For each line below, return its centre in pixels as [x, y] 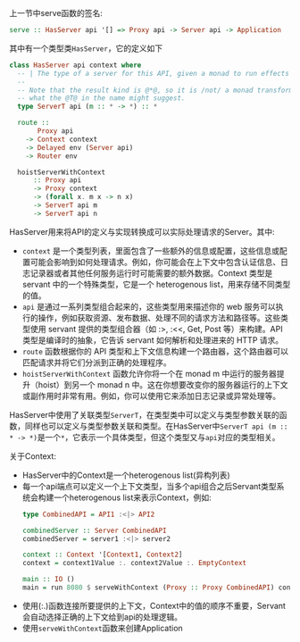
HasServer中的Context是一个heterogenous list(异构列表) [126, 475]
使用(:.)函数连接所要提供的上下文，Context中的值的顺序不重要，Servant [154, 605]
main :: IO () [48, 579]
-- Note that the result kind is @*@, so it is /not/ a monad [135, 90]
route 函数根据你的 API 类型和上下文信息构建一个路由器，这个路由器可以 [155, 351]
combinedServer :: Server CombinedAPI [94, 530]
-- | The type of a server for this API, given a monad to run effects [154, 73]
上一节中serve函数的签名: [56, 13]
